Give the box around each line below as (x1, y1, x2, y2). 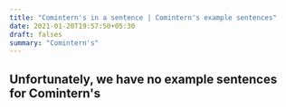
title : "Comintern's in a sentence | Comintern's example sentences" (9, 13, 278, 22)
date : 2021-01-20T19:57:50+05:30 (9, 22, 136, 31)
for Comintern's (9, 85, 101, 101)
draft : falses (9, 30, 63, 39)
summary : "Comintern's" (9, 38, 100, 48)
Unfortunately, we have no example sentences (9, 71, 278, 86)
